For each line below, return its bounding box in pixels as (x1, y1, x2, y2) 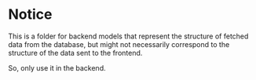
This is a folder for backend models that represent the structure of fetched (8, 31, 249, 41)
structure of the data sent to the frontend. (8, 48, 143, 57)
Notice (8, 5, 53, 24)
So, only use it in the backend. (8, 63, 106, 72)
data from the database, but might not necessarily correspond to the (8, 39, 230, 49)
